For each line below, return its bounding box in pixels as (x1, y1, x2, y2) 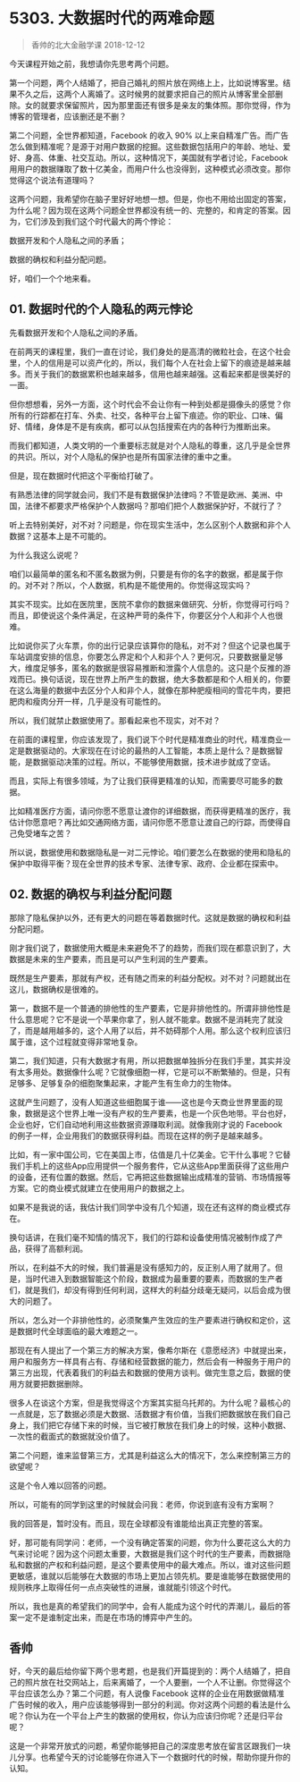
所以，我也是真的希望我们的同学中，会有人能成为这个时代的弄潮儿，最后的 (9, 1600, 283, 1611)
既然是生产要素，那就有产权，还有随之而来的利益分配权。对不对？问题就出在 (9, 972, 291, 984)
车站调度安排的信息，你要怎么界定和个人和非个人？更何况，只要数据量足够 (9, 651, 283, 662)
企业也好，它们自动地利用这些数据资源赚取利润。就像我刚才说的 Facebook (9, 1119, 283, 1129)
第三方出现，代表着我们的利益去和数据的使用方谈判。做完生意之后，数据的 (9, 1367, 283, 1378)
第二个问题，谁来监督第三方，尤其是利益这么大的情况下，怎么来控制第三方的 (9, 1449, 291, 1460)
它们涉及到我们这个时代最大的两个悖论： (24, 215, 174, 226)
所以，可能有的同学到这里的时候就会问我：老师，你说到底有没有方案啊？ (9, 1499, 275, 1509)
